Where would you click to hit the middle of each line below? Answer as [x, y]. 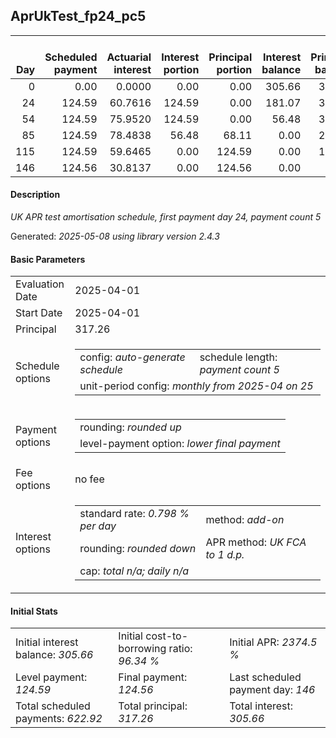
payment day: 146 [272, 690]
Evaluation [40, 284]
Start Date [39, 313]
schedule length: [238, 357]
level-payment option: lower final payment [180, 444]
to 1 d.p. [225, 555]
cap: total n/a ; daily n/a [134, 571]
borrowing [142, 649]
